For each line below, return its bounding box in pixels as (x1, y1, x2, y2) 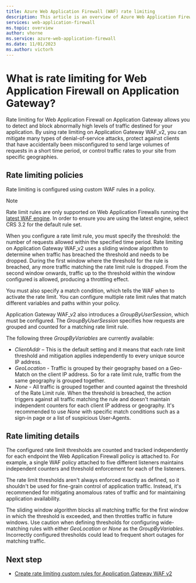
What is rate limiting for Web (6, 71, 147, 85)
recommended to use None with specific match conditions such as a (14, 408, 180, 415)
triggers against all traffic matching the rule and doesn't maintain (14, 395, 170, 402)
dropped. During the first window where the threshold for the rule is (6, 257, 169, 264)
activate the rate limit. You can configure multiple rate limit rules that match (6, 293, 187, 300)
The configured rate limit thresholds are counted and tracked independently (6, 447, 188, 454)
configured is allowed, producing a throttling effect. (6, 275, 129, 282)
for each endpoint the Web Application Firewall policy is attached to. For (6, 453, 180, 460)
